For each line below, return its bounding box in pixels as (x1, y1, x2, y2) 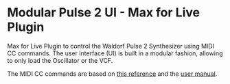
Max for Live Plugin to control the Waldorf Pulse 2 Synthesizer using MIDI (7, 42, 215, 50)
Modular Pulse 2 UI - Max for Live (7, 5, 200, 20)
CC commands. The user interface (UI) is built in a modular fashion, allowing (7, 49, 223, 57)
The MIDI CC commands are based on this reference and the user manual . (7, 70, 218, 78)
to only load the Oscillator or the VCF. (7, 56, 113, 64)
